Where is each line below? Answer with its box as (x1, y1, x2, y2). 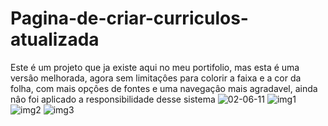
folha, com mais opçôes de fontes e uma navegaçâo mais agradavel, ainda (10, 82, 318, 94)
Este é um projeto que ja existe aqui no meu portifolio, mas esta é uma (10, 61, 300, 73)
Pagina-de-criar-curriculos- (10, 7, 249, 30)
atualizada (10, 28, 100, 51)
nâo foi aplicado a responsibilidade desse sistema (10, 93, 216, 105)
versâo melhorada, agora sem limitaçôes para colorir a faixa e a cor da (10, 72, 302, 84)
